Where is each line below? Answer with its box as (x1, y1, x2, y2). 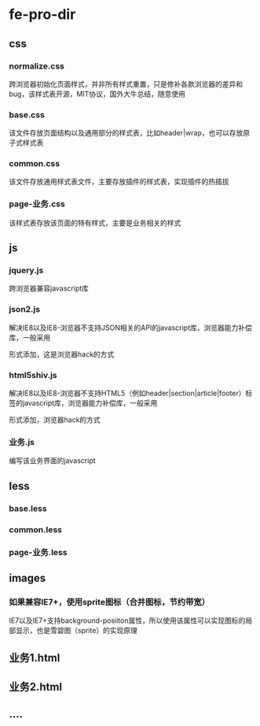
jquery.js (9, 265, 44, 276)
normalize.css (9, 61, 65, 72)
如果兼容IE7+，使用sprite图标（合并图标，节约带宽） (9, 596, 211, 607)
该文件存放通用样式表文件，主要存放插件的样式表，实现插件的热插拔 (9, 177, 229, 187)
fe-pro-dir (9, 6, 76, 24)
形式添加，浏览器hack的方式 (9, 415, 101, 424)
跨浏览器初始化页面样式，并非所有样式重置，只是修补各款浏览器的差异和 (9, 79, 243, 88)
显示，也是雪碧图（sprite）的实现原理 (15, 626, 138, 635)
